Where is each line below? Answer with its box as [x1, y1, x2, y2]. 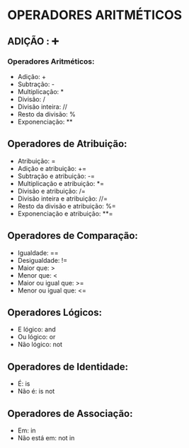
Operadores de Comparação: [7, 230, 138, 242]
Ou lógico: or [17, 333, 56, 341]
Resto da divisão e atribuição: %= [17, 201, 117, 210]
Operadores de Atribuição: [7, 138, 127, 150]
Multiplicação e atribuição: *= [17, 179, 105, 187]
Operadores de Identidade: [7, 360, 129, 372]
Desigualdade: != [17, 256, 68, 264]
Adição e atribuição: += [17, 164, 87, 172]
